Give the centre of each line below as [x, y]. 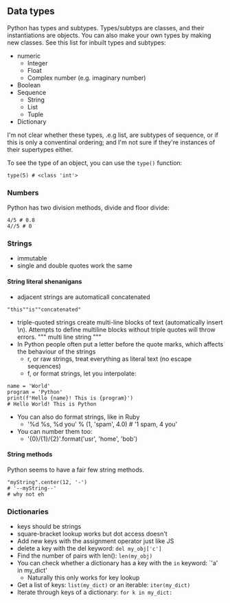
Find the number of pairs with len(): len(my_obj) [85, 556]
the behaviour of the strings [56, 351]
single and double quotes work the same [74, 266]
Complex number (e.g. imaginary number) [87, 78]
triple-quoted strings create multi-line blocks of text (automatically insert [120, 322]
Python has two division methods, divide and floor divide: [88, 208]
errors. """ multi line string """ [59, 337]
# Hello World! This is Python [52, 404]
